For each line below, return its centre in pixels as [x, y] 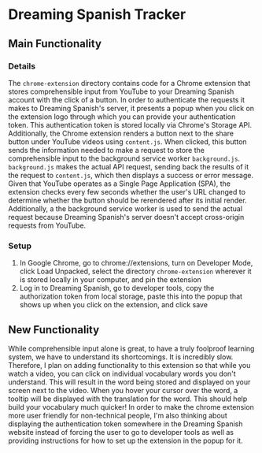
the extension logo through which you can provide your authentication [122, 117]
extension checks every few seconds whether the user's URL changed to [127, 191]
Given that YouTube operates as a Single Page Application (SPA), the [119, 184]
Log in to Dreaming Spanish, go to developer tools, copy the [117, 288]
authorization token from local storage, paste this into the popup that [131, 296]
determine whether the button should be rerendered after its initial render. [127, 200]
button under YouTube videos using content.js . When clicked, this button [127, 141]
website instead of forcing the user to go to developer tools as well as [121, 432]
